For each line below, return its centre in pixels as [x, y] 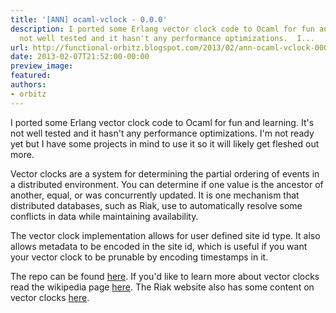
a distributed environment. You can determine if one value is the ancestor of [167, 184]
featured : [31, 76]
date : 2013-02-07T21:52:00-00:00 [80, 57]
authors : [28, 85]
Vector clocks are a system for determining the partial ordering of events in [165, 173]
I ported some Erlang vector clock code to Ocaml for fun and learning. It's [162, 122]
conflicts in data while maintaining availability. [104, 216]
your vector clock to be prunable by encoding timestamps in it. [139, 257]
